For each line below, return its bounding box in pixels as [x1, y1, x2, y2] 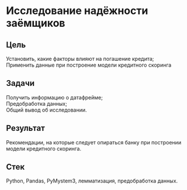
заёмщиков [6, 16, 65, 30]
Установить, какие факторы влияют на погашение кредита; [6, 56, 154, 62]
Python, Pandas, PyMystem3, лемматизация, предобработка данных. [6, 177, 178, 185]
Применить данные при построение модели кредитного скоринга [6, 61, 172, 68]
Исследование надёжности [6, 4, 148, 18]
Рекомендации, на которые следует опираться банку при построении [6, 139, 182, 146]
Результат [6, 123, 46, 133]
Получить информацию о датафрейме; [6, 94, 103, 101]
